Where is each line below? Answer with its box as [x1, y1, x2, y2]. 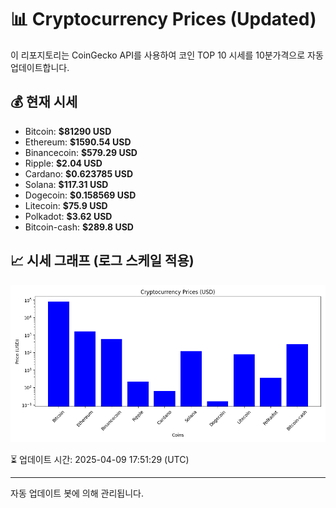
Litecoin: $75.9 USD [24, 199, 108, 211]
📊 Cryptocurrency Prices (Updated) [10, 8, 317, 31]
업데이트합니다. [10, 61, 70, 73]
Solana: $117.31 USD [24, 178, 109, 190]
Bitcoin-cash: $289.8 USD [24, 221, 134, 233]
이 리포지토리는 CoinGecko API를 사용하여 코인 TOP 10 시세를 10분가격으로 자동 [10, 49, 324, 61]
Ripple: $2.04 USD [24, 157, 103, 169]
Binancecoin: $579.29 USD [24, 146, 138, 158]
